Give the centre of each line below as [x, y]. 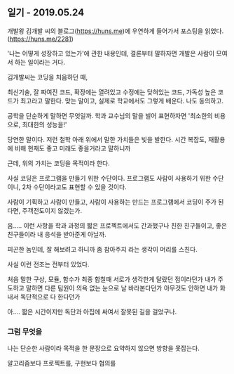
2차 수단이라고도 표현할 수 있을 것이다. [75, 187]
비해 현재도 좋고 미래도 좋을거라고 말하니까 [73, 148]
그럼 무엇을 [25, 331]
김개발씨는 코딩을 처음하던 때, [48, 77]
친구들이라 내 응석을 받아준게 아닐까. [57, 234]
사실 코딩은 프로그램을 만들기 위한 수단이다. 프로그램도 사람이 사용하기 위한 [109, 178]
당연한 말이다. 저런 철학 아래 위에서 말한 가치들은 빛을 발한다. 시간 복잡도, [107, 139]
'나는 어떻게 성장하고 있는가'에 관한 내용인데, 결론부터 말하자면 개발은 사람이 [111, 53]
